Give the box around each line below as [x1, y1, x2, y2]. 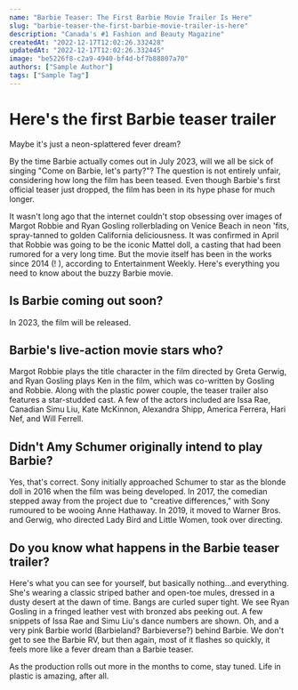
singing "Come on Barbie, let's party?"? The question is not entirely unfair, [9, 165, 282, 176]
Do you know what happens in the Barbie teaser [9, 540, 280, 556]
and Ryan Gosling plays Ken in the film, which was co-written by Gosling [9, 375, 275, 387]
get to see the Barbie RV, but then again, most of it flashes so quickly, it [9, 634, 270, 645]
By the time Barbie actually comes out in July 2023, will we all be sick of [9, 156, 274, 166]
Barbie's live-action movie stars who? [9, 342, 224, 357]
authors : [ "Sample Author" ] [9, 63, 114, 72]
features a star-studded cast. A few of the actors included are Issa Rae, [9, 395, 271, 405]
